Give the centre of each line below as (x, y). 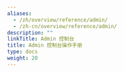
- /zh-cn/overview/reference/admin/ (65, 26)
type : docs (22, 52)
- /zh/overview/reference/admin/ (61, 20)
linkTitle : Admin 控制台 (41, 39)
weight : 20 (22, 58)
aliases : (19, 13)
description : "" (30, 33)
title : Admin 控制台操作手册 (45, 45)
